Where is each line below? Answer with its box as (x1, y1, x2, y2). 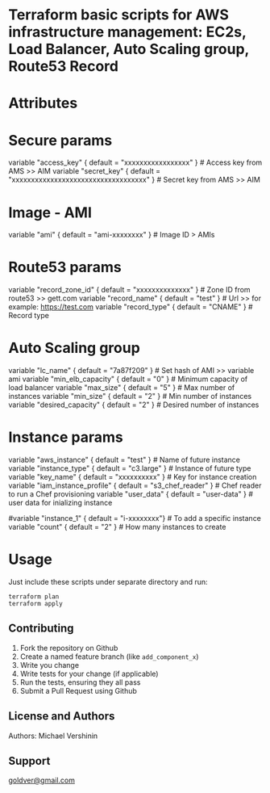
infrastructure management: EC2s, (8, 23, 247, 41)
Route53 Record (8, 57, 119, 76)
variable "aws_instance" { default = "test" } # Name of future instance (8, 455, 240, 465)
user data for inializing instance (8, 498, 113, 508)
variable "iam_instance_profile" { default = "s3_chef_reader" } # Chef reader (8, 480, 262, 490)
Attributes (8, 94, 78, 112)
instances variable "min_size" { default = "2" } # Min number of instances (8, 392, 252, 401)
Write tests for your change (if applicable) (19, 669, 159, 678)
